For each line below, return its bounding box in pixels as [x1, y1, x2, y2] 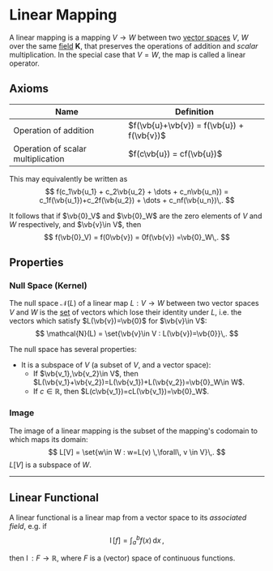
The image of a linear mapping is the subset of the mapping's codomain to [9, 426, 258, 436]
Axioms [9, 82, 49, 96]
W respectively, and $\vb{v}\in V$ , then [9, 219, 142, 229]
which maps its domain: [9, 434, 88, 444]
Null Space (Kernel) [9, 280, 87, 291]
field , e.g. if [9, 521, 47, 530]
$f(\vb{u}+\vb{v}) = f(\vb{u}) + [128, 119, 244, 131]
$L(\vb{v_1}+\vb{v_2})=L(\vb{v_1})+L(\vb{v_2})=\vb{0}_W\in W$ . [32, 377, 245, 387]
